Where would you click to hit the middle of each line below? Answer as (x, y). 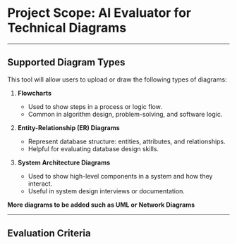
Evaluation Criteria (49, 233)
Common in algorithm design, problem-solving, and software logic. (125, 114)
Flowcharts (34, 93)
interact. (40, 184)
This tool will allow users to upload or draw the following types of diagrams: (117, 79)
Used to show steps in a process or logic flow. (95, 106)
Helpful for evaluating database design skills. (93, 148)
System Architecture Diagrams (64, 162)
